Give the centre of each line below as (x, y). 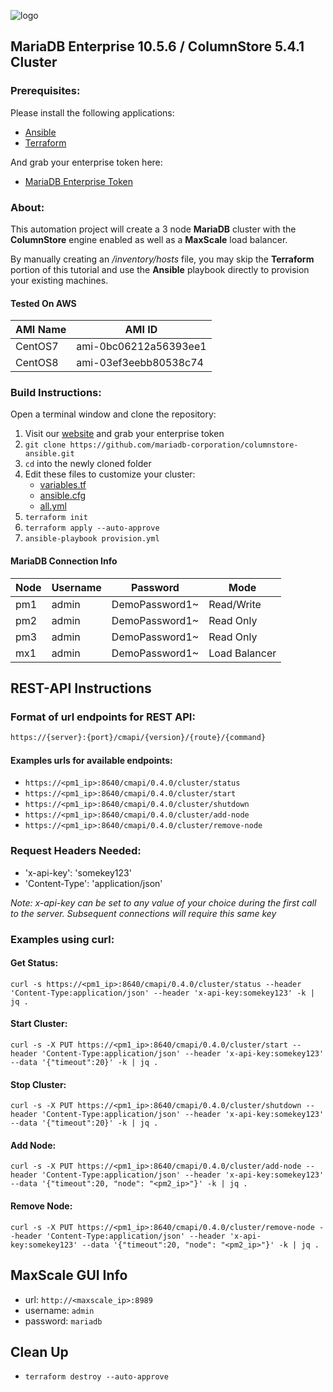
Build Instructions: (56, 393)
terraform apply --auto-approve (92, 528)
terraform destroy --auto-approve (96, 1377)
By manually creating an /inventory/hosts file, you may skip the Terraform (162, 259)
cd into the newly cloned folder (88, 464)
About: (27, 207)
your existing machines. (59, 280)
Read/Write (235, 604)
